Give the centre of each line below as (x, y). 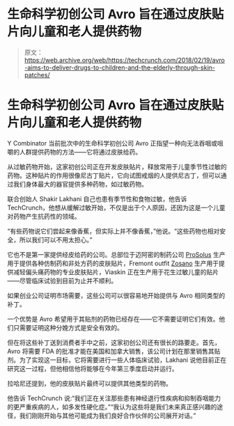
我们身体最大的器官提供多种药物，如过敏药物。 (80, 184)
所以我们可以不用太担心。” (56, 239)
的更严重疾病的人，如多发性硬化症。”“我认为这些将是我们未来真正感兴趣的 (112, 407)
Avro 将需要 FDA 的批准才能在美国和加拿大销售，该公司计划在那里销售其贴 (114, 351)
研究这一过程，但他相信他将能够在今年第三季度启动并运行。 (93, 368)
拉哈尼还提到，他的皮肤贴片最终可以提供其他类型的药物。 (89, 383)
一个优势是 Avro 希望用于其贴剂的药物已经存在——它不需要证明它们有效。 (113, 319)
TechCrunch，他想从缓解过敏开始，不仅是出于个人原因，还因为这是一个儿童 (116, 207)
